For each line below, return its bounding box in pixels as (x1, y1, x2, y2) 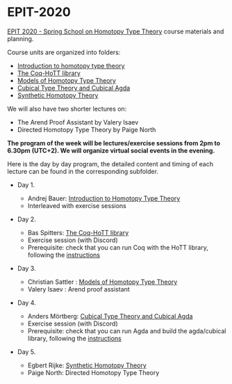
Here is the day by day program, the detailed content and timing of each (7, 159, 214, 168)
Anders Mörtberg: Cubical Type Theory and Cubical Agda (27, 312, 193, 320)
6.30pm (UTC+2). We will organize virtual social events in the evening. (7, 146, 215, 154)
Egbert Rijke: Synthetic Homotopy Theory (27, 361, 147, 369)
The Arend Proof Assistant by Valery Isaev (17, 118, 139, 126)
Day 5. (17, 347, 36, 355)
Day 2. (17, 215, 36, 223)
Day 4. (17, 298, 36, 307)
